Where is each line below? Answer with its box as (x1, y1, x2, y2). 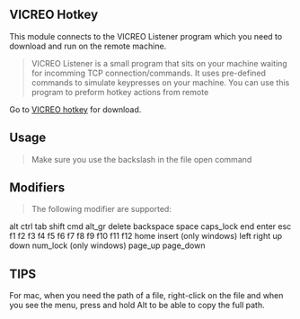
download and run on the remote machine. (9, 40, 167, 51)
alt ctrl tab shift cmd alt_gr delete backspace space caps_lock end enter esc (9, 221, 292, 232)
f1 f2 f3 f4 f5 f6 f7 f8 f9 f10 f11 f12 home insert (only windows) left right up (9, 231, 283, 242)
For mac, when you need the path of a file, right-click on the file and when (9, 290, 284, 301)
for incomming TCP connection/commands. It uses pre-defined (31, 67, 267, 78)
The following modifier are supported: (31, 204, 172, 215)
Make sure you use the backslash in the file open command (31, 154, 252, 164)
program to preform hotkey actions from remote (31, 86, 209, 97)
